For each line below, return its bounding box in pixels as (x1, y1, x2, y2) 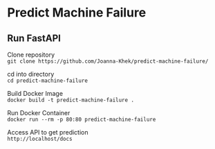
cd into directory (7, 70, 55, 78)
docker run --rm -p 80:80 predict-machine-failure (7, 116, 156, 123)
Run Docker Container (7, 109, 71, 117)
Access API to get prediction (7, 128, 88, 136)
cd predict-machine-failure (7, 77, 88, 84)
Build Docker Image (7, 90, 64, 97)
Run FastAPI (7, 32, 61, 44)
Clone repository (7, 50, 55, 59)
